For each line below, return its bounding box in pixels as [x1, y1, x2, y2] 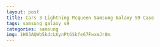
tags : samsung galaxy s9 [6, 20, 70, 26]
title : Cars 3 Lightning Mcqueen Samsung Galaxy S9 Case [6, 15, 155, 21]
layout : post [6, 9, 40, 15]
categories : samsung [6, 26, 59, 32]
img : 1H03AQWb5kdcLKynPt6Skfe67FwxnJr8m [6, 32, 111, 38]
